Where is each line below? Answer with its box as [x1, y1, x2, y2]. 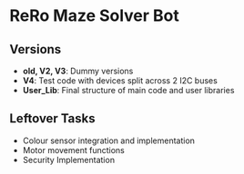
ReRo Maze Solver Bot [9, 5, 180, 26]
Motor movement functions [22, 144, 125, 155]
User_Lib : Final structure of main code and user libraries [22, 85, 235, 95]
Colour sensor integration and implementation [22, 135, 196, 146]
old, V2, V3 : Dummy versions [22, 65, 134, 76]
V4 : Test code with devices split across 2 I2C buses [22, 75, 219, 86]
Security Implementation [22, 154, 116, 165]
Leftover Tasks [9, 111, 96, 127]
